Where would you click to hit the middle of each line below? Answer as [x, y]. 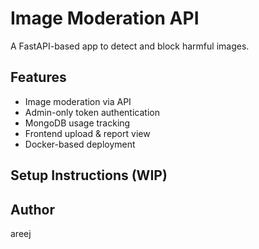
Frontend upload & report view [87, 133]
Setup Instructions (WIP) [89, 175]
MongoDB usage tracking [77, 123]
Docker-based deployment [80, 144]
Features [38, 77]
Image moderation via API [78, 101]
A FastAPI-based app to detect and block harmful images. [130, 46]
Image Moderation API [105, 18]
